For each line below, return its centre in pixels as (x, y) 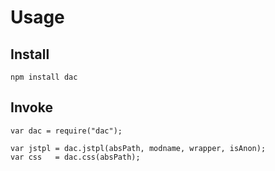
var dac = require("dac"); (66, 131)
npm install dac (44, 77)
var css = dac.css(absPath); (75, 157)
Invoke (31, 107)
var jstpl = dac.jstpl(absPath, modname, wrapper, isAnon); (138, 148)
